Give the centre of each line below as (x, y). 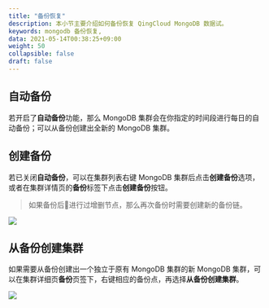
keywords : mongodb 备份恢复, (55, 31)
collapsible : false (41, 54)
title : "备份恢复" (37, 16)
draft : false (30, 62)
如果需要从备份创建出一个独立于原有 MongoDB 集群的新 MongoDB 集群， (131, 269)
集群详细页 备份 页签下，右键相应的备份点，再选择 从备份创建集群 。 (133, 279)
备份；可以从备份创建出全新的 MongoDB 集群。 (95, 128)
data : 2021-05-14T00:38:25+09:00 (65, 39)
